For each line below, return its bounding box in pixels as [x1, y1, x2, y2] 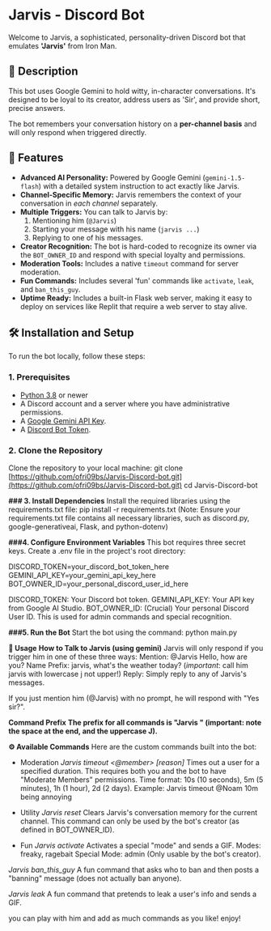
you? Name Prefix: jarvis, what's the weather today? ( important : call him [8, 660, 248, 670]
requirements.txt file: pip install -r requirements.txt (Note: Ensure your [8, 504, 241, 514]
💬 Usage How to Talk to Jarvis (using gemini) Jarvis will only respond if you [8, 643, 264, 653]
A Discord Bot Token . [19, 424, 91, 434]
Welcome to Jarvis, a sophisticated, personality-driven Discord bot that [8, 32, 246, 42]
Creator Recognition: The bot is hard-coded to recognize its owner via [19, 241, 257, 251]
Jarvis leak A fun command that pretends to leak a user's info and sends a [8, 889, 257, 899]
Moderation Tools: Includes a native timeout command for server [19, 258, 239, 268]
